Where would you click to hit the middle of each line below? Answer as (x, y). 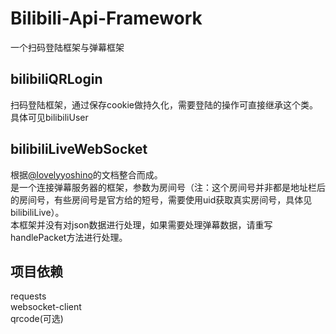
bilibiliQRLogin (56, 79)
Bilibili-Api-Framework (106, 18)
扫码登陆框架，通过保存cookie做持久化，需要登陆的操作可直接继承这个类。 (164, 104)
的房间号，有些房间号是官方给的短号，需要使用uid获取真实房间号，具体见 (161, 199)
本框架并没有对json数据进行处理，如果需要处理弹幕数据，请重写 (141, 224)
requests (28, 296)
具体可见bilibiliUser (49, 117)
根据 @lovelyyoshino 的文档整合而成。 (86, 174)
